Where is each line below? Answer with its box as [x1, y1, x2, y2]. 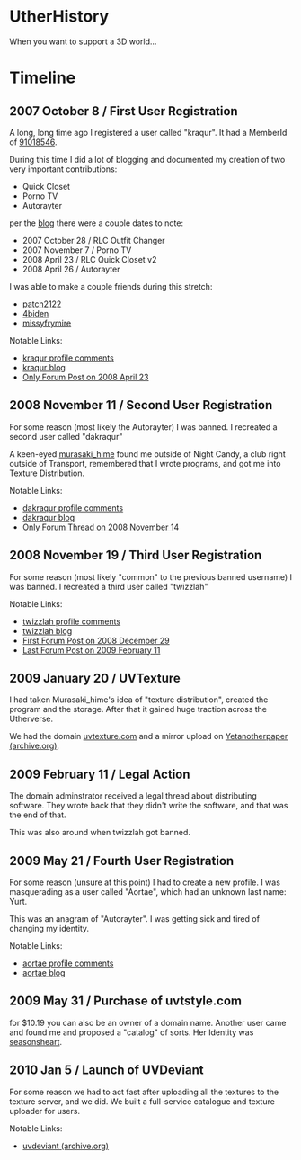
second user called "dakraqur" [9, 431, 123, 442]
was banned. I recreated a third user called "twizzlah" [9, 581, 208, 592]
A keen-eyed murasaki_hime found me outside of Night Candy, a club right [9, 448, 286, 460]
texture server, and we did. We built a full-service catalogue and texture [9, 1095, 276, 1107]
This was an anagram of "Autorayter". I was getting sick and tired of [9, 914, 261, 924]
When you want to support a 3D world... [9, 36, 157, 47]
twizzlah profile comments [22, 616, 121, 627]
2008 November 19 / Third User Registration [9, 548, 262, 563]
